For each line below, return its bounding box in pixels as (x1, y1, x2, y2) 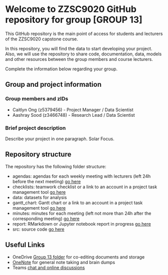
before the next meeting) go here (12, 178, 81, 184)
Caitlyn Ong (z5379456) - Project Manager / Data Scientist (12, 106, 133, 113)
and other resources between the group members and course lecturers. (5, 56, 153, 62)
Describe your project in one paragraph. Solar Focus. (5, 136, 114, 142)
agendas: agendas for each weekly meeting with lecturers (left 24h (12, 173, 151, 179)
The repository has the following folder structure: (5, 163, 106, 169)
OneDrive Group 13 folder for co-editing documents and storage (12, 254, 145, 260)
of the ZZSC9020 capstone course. (5, 36, 78, 42)
